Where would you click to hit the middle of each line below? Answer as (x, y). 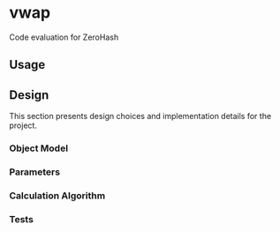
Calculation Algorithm (57, 195)
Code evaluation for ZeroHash (64, 37)
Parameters (34, 172)
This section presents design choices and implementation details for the (140, 116)
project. (23, 125)
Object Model (39, 148)
